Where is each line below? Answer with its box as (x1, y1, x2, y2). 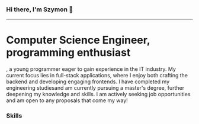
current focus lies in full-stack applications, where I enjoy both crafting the (6, 72, 188, 79)
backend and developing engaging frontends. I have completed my (6, 78, 170, 85)
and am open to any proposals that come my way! (6, 97, 129, 104)
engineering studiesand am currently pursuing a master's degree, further (6, 84, 185, 92)
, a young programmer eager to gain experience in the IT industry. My (6, 66, 176, 73)
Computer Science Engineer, (6, 34, 150, 47)
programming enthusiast (6, 46, 131, 60)
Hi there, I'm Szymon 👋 (6, 5, 73, 14)
